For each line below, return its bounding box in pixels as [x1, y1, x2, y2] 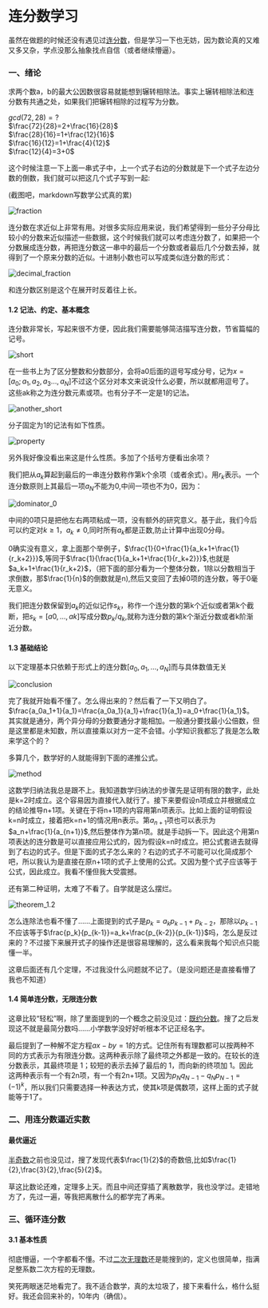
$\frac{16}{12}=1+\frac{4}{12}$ [8, 138, 110, 148]
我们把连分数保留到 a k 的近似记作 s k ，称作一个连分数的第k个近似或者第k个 [8, 600, 247, 612]
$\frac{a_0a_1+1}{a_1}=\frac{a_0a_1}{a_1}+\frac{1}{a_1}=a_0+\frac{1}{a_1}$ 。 [8, 706, 254, 716]
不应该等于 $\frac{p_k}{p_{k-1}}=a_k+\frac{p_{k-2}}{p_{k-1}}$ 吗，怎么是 [8, 928, 244, 937]
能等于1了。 [8, 1092, 46, 1102]
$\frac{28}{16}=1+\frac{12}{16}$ [8, 129, 115, 140]
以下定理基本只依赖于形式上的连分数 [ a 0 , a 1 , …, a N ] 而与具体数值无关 [8, 662, 227, 674]
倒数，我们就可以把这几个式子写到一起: [22, 173, 151, 183]
